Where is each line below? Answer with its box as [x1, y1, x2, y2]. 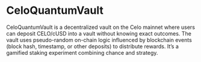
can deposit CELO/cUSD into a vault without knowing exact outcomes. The [6, 29, 191, 37]
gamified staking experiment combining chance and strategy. [6, 49, 158, 56]
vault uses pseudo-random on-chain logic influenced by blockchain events [6, 36, 193, 43]
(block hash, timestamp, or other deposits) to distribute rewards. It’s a [6, 43, 179, 50]
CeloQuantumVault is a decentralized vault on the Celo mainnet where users [6, 23, 196, 31]
